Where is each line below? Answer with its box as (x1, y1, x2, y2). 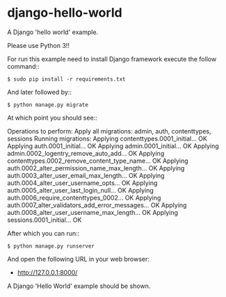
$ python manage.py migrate (7, 101, 89, 109)
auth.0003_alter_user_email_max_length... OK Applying (7, 171, 165, 179)
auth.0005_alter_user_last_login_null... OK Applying (7, 186, 154, 194)
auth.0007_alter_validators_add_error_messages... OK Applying (7, 200, 187, 209)
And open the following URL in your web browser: (7, 255, 150, 263)
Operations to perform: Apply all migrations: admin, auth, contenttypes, (7, 127, 211, 135)
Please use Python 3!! (7, 41, 70, 49)
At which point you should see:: (7, 113, 97, 122)
